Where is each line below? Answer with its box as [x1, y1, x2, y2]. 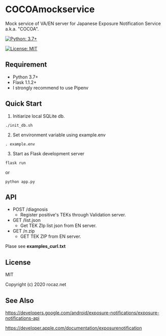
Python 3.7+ [12, 74, 39, 80]
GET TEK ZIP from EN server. [20, 233, 81, 240]
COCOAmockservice [5, 4, 95, 15]
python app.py [5, 179, 36, 184]
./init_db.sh [5, 123, 33, 128]
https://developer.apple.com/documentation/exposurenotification [5, 325, 142, 331]
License [5, 258, 31, 267]
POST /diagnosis [12, 206, 48, 212]
